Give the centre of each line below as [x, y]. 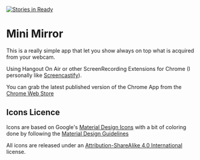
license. [16, 152]
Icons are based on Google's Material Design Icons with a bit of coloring [96, 127]
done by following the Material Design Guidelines [68, 133]
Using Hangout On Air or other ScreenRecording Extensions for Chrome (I [98, 68]
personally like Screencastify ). [44, 75]
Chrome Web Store [30, 93]
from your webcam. [31, 57]
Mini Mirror [35, 34]
